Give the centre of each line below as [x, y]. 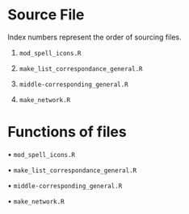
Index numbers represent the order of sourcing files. [95, 37]
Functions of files [67, 132]
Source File [46, 15]
